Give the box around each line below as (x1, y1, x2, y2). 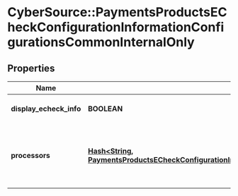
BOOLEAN (87, 104, 123, 114)
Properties (7, 62, 55, 74)
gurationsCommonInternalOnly (7, 35, 195, 50)
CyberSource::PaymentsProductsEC (7, 4, 227, 20)
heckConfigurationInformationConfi (7, 19, 225, 35)
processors (11, 151, 51, 160)
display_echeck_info (11, 104, 81, 114)
